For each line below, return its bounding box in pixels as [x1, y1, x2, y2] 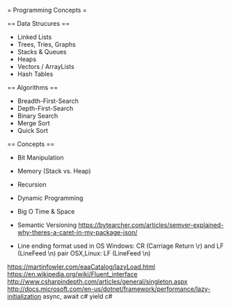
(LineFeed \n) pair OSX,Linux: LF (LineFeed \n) [17, 249, 151, 257]
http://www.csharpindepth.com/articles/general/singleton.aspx [7, 278, 188, 285]
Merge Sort [17, 119, 50, 127]
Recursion [17, 180, 47, 189]
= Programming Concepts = [7, 6, 87, 14]
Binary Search [17, 111, 58, 120]
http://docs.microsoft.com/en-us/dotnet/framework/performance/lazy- [7, 285, 211, 293]
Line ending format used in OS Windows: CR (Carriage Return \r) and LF [17, 242, 224, 250]
